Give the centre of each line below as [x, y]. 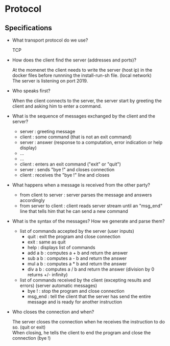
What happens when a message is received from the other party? [81, 185]
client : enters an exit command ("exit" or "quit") [70, 164]
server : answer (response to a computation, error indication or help [91, 142]
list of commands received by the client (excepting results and [85, 280]
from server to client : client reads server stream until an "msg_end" [91, 206]
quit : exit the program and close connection [74, 237]
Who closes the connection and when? [53, 312]
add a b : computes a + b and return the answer [78, 253]
